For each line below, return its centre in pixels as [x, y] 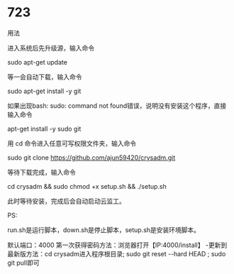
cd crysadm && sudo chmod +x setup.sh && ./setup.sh [87, 186]
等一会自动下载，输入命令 [45, 77]
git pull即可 [24, 263]
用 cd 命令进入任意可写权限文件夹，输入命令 [72, 143]
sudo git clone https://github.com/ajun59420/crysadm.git [91, 158]
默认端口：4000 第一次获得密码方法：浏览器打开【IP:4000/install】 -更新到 [117, 245]
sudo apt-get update [37, 62]
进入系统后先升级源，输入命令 [51, 48]
